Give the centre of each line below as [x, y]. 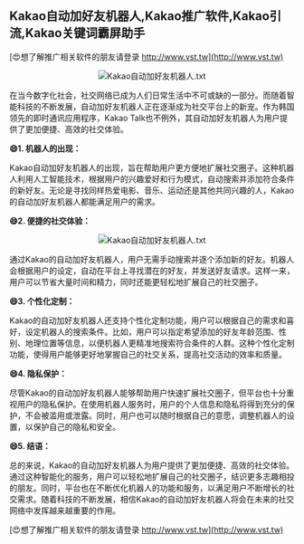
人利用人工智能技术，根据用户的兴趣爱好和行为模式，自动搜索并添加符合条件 [152, 178]
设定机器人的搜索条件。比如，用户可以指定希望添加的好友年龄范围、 [152, 331]
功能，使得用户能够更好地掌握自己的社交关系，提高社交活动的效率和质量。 [148, 354]
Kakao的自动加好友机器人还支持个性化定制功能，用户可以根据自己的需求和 [148, 320]
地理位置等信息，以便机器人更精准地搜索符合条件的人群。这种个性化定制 [160, 343]
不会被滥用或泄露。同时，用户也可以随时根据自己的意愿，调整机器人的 [156, 415]
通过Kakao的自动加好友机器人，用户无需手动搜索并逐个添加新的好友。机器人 [152, 259]
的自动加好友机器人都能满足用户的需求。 [85, 201]
